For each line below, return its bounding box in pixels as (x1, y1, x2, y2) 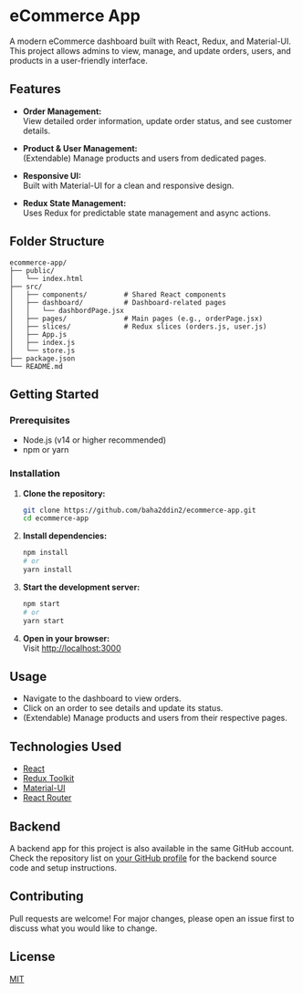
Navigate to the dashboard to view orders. (22, 693, 182, 704)
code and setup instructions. (9, 862, 117, 873)
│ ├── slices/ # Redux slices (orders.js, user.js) (9, 321, 267, 331)
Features (9, 81, 61, 97)
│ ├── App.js (9, 329, 68, 339)
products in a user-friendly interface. (9, 55, 149, 66)
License (9, 949, 56, 965)
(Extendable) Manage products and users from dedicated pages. (22, 152, 266, 163)
